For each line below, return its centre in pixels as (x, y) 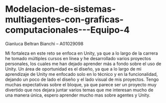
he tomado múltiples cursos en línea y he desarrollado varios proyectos (78, 58)
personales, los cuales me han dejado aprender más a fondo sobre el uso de (83, 64)
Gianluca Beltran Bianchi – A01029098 (44, 43)
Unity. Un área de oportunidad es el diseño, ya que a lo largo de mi (73, 69)
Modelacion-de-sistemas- (60, 9)
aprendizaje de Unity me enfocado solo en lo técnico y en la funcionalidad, (82, 74)
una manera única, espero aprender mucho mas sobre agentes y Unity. (78, 95)
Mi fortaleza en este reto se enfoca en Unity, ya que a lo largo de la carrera (82, 53)
